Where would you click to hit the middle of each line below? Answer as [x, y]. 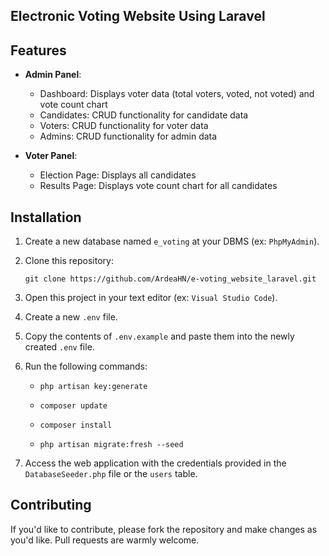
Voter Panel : [51, 156]
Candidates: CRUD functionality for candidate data [144, 115]
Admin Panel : [53, 75]
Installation [46, 217]
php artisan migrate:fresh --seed [111, 445]
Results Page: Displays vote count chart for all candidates [158, 186]
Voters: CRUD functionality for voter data [124, 126]
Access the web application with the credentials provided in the [155, 463]
